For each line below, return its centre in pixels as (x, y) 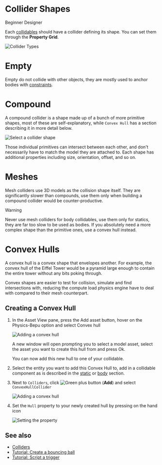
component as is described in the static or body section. (68, 373)
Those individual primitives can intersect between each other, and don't (77, 147)
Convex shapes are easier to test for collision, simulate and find (68, 282)
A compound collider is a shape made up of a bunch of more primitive (75, 118)
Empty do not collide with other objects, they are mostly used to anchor (76, 79)
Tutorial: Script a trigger (36, 457)
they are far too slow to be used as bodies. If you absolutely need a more (78, 224)
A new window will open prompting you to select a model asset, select (82, 344)
